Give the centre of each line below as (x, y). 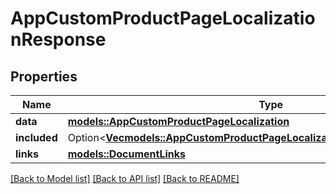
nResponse (58, 39)
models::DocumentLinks (126, 154)
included (36, 137)
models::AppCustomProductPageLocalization (178, 121)
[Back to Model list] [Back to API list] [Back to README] (125, 178)
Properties (44, 76)
